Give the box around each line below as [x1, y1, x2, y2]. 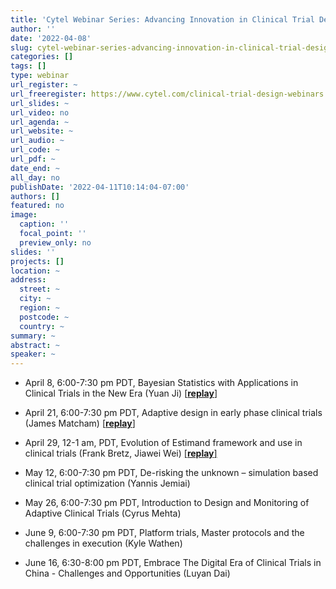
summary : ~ [10, 331, 56, 341]
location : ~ [10, 266, 60, 276]
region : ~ [19, 303, 60, 313]
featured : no [10, 201, 65, 211]
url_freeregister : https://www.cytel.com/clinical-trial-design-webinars [10, 89, 325, 99]
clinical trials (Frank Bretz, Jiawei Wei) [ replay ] [24, 447, 218, 460]
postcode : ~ [19, 312, 70, 322]
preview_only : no [19, 237, 92, 248]
